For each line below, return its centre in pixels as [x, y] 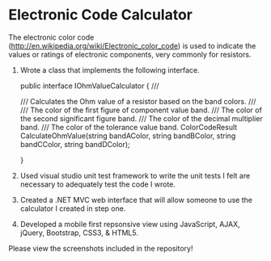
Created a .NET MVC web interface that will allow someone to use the [136, 200]
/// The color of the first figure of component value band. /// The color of [141, 110]
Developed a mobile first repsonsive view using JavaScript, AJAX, [130, 224]
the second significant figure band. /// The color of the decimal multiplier [141, 118]
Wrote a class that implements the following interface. [110, 69]
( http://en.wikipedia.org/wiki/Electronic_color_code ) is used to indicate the [132, 45]
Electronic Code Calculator [100, 15]
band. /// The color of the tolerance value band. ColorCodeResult [129, 127]
